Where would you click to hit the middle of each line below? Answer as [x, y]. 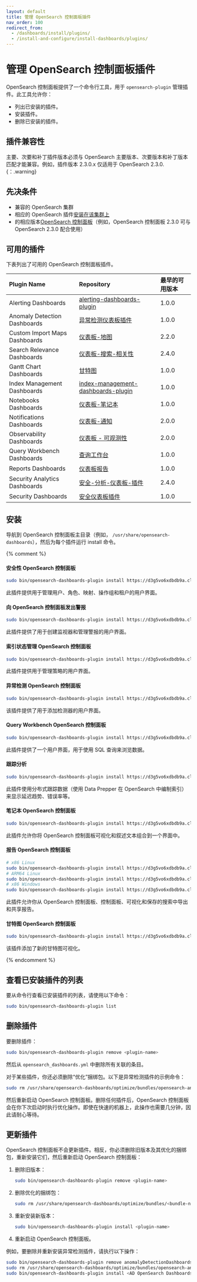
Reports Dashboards [37, 468]
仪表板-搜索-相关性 [106, 354]
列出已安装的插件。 [38, 107]
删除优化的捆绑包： [38, 1193]
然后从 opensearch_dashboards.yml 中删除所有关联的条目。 [76, 1064]
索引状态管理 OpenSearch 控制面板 [49, 646]
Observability [27, 434]
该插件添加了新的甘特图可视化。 [45, 948]
